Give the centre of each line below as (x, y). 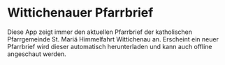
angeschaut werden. (37, 54)
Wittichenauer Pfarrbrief (80, 13)
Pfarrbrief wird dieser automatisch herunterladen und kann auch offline (110, 46)
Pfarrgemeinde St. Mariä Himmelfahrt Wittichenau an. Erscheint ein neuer (113, 39)
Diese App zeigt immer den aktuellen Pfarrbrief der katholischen (100, 32)
